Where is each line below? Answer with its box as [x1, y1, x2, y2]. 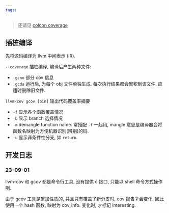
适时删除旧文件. [12, 87, 46, 93]
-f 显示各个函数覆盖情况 [12, 109, 64, 115]
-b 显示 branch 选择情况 [12, 115, 63, 121]
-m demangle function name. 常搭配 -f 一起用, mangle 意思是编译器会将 [12, 122, 162, 128]
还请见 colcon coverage [17, 22, 68, 28]
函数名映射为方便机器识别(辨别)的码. [12, 128, 89, 134]
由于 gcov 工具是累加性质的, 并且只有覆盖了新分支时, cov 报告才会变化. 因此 [5, 196, 164, 202]
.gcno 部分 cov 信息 [12, 74, 54, 81]
